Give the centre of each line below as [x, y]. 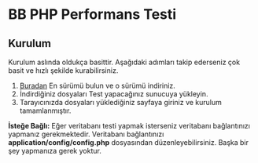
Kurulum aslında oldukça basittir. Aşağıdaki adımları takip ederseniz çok [124, 62]
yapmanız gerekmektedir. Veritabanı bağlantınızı [86, 134]
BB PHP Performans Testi [92, 14]
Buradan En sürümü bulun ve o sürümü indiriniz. [97, 85]
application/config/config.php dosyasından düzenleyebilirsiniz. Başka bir [129, 142]
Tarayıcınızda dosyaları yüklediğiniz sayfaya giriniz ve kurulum [121, 102]
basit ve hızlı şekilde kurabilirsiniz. [63, 71]
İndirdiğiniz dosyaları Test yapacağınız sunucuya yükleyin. [114, 94]
